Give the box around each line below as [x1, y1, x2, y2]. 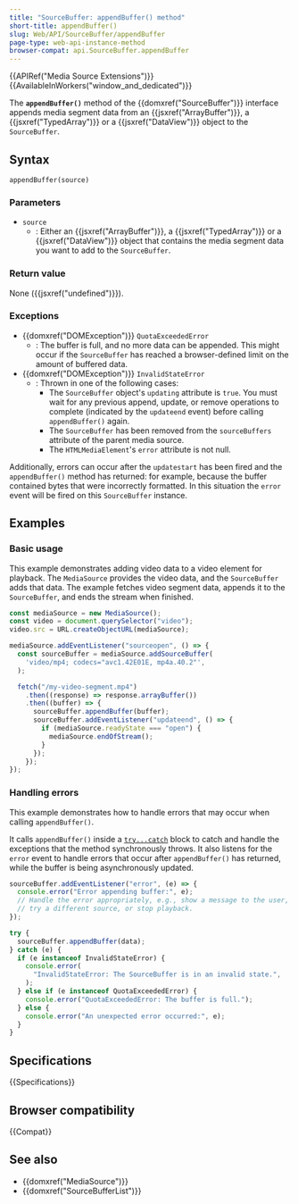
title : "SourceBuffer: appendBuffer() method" [9, 13, 186, 22]
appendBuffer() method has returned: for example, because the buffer [9, 471, 268, 481]
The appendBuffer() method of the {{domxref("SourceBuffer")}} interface [9, 97, 279, 108]
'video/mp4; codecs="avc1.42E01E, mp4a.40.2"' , [25, 657, 205, 666]
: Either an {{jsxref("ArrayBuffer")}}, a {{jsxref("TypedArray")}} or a [35, 226, 282, 237]
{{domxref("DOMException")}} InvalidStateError [21, 368, 205, 379]
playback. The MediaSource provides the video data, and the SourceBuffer [9, 573, 279, 583]
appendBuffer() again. [48, 415, 130, 426]
